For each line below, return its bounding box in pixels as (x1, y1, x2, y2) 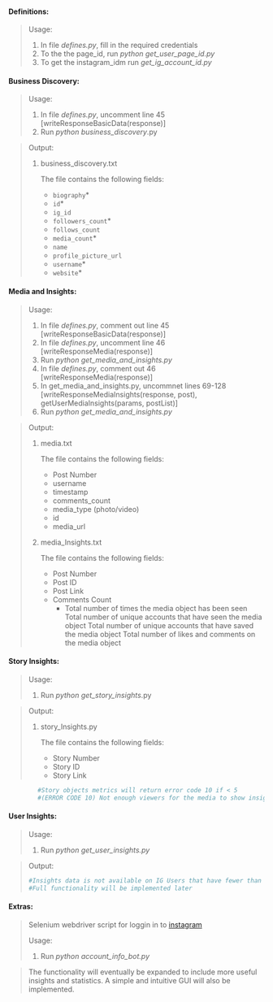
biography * (52, 190, 89, 200)
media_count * (52, 233, 97, 243)
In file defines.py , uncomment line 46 (40, 337, 166, 347)
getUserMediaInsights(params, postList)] (40, 398, 179, 408)
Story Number (52, 753, 100, 763)
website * (52, 268, 83, 278)
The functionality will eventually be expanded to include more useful (28, 967, 258, 977)
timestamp (52, 487, 89, 497)
